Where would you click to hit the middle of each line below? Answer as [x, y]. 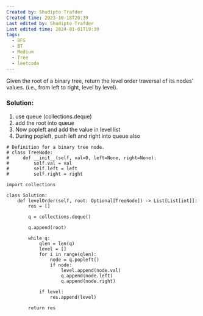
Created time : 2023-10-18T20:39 [47, 18]
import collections [31, 184]
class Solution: [27, 195]
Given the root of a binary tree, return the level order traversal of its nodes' [100, 81]
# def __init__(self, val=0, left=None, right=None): [81, 158]
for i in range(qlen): [68, 254]
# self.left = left [42, 168]
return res [42, 308]
